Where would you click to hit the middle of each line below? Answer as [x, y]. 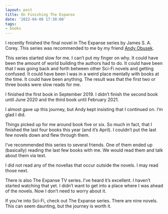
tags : [11, 24]
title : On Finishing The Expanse [40, 15]
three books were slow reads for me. [43, 85]
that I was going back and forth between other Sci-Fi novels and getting [79, 69]
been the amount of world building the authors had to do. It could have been [84, 63]
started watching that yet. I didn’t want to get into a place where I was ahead [84, 186]
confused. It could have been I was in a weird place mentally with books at [82, 74]
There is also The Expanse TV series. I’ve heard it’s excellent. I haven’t [78, 180]
